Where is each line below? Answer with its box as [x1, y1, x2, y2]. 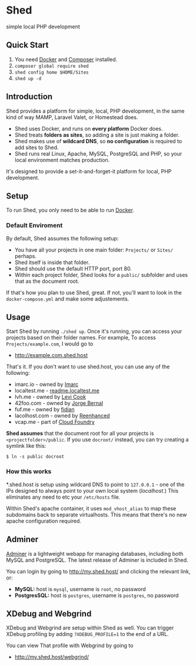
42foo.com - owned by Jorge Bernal [14, 400, 104, 407]
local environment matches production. [14, 156, 110, 163]
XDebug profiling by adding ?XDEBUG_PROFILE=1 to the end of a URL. [6, 631, 169, 638]
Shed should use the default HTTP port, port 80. [14, 265, 132, 272]
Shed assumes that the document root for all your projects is [6, 430, 154, 437]
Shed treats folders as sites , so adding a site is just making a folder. [14, 131, 180, 139]
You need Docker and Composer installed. [14, 55, 118, 62]
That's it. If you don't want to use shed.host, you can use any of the [6, 363, 170, 370]
